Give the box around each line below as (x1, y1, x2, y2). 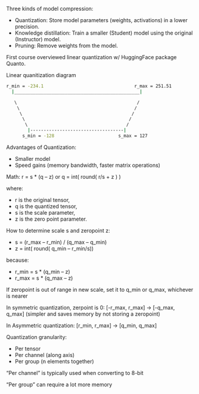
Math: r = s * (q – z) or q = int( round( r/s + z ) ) (6, 173, 121, 180)
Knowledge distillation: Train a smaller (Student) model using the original (14, 29, 193, 36)
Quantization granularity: (6, 333, 67, 340)
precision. (14, 23, 40, 30)
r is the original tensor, (14, 196, 70, 203)
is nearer (6, 292, 28, 300)
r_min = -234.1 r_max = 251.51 (6, 83, 172, 89)
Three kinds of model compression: (6, 5, 94, 12)
